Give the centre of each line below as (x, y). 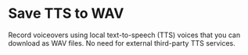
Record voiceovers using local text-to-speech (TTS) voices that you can (124, 35)
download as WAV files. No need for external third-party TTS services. (122, 43)
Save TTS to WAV (66, 14)
